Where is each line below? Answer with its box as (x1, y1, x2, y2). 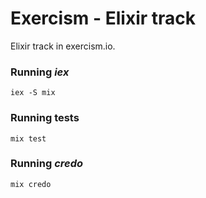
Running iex (10, 65, 70, 79)
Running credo (10, 157, 84, 171)
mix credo (10, 179, 52, 189)
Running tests (10, 111, 80, 125)
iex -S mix (10, 88, 56, 98)
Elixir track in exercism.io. (10, 40, 116, 52)
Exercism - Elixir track (10, 7, 197, 30)
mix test (10, 133, 47, 144)
